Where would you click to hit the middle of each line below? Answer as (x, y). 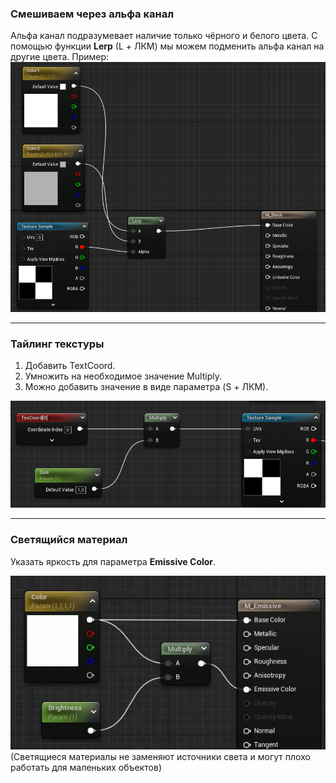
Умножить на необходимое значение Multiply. (123, 376)
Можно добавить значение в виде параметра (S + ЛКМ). (146, 387)
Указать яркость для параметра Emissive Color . (113, 561)
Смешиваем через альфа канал (92, 14)
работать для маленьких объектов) (86, 767)
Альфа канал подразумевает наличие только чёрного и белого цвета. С (164, 36)
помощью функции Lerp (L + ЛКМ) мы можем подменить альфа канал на (167, 46)
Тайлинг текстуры (57, 344)
